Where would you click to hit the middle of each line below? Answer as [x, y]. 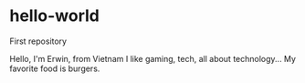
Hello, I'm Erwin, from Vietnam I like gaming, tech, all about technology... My [153, 58]
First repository [38, 41]
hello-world [55, 16]
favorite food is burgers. [55, 68]
